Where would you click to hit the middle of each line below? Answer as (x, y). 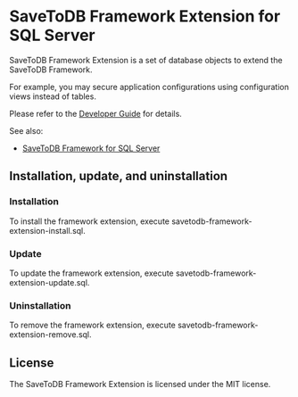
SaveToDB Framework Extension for (145, 17)
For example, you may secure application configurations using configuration (149, 87)
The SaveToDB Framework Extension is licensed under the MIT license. (140, 385)
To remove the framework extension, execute (92, 325)
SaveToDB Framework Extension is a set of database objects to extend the (146, 60)
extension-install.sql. (48, 230)
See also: (26, 130)
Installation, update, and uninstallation (119, 176)
